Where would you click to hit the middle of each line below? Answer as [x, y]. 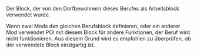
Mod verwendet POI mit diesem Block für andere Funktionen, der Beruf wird [98, 32]
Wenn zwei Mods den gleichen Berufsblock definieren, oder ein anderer [93, 26]
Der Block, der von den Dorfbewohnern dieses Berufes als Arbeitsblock [93, 9]
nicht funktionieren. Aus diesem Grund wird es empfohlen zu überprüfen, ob [98, 38]
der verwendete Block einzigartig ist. [51, 45]
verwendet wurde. [28, 15]
